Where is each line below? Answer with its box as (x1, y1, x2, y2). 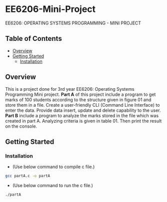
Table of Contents (5, 34, 62, 43)
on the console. (5, 123, 37, 129)
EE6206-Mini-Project (5, 3, 96, 15)
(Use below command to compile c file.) (12, 164, 95, 170)
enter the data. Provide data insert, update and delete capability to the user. (5, 107, 161, 113)
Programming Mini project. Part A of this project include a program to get (5, 91, 156, 97)
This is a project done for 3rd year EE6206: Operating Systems (5, 86, 134, 92)
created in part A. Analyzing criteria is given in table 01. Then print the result (5, 118, 162, 124)
